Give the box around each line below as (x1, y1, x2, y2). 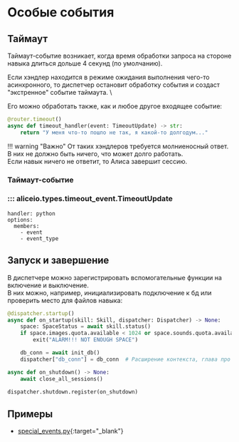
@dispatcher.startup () (7, 309, 75, 317)
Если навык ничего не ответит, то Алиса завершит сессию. (7, 157, 188, 165)
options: (7, 216, 33, 223)
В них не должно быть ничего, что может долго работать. (7, 149, 184, 158)
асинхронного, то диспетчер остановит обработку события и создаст (7, 81, 221, 89)
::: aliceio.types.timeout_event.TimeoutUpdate (7, 194, 173, 204)
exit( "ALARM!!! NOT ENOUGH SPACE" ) (33, 336, 139, 344)
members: (14, 222, 40, 230)
